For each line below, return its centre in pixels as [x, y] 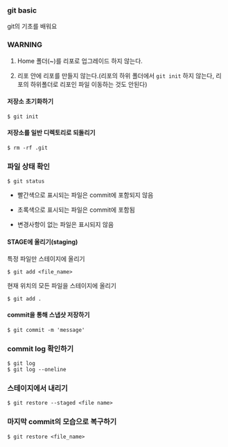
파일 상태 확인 [29, 167]
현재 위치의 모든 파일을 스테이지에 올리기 [62, 285]
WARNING [25, 45]
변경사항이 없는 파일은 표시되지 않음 [65, 225]
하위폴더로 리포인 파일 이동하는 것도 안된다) [89, 84]
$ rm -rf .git [28, 148]
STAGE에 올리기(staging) [43, 242]
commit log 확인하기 [41, 348]
